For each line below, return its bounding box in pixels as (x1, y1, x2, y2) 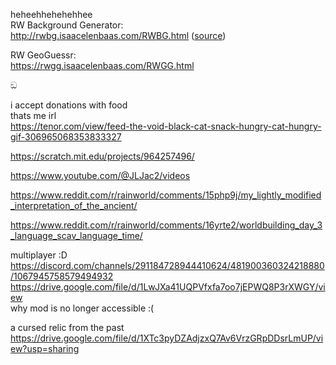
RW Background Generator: (10, 19, 124, 31)
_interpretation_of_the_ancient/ (10, 200, 138, 211)
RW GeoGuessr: (10, 49, 77, 61)
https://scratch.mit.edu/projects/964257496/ (10, 150, 195, 162)
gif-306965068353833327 (10, 131, 122, 143)
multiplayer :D (10, 249, 68, 261)
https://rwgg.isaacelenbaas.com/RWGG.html (10, 60, 195, 71)
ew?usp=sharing (10, 343, 80, 354)
